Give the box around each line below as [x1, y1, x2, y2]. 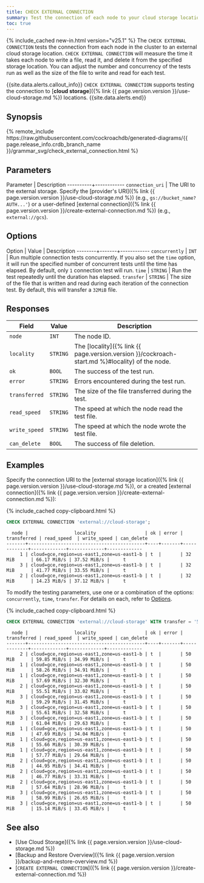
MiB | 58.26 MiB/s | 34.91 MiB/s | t [6, 667, 126, 674]
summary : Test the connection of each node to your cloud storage [6, 15, 178, 21]
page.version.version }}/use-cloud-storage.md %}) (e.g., [6, 194, 149, 201]
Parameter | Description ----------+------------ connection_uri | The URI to [6, 181, 195, 188]
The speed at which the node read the [74, 404, 183, 413]
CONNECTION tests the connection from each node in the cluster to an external [6, 43, 197, 51]
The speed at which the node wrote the [74, 421, 186, 430]
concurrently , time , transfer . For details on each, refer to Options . [6, 595, 172, 603]
